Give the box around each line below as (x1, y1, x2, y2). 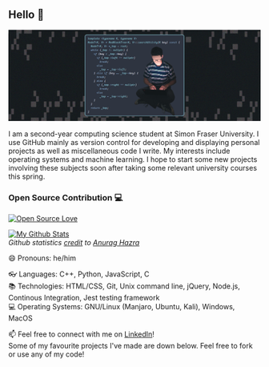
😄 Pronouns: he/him (8, 253, 76, 263)
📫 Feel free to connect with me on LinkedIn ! (8, 329, 155, 339)
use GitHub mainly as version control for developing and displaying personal (8, 138, 260, 147)
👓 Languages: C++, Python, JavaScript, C (8, 269, 150, 279)
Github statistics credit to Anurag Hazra (8, 237, 140, 247)
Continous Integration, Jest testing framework (8, 292, 160, 302)
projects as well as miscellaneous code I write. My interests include (8, 146, 231, 156)
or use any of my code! (8, 349, 85, 359)
